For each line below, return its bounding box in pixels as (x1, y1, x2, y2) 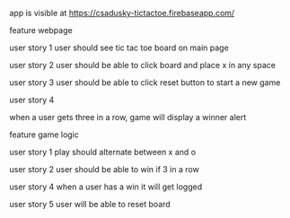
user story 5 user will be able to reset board (9, 199, 171, 209)
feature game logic (9, 129, 79, 140)
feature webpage (9, 25, 74, 35)
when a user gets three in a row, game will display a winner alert (9, 112, 247, 122)
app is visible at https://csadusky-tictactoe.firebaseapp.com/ (9, 8, 235, 18)
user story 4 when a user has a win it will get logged (9, 181, 203, 192)
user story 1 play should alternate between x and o (9, 147, 196, 157)
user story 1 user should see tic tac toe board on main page (9, 42, 229, 53)
